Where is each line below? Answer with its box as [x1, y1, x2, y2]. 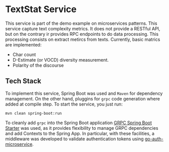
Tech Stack [5, 77, 41, 85]
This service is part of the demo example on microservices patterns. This [5, 20, 157, 26]
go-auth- [144, 135, 164, 142]
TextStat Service [5, 4, 77, 15]
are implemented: [5, 41, 42, 47]
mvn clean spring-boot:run [5, 111, 62, 116]
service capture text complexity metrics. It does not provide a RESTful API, [5, 25, 160, 31]
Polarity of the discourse [12, 62, 64, 68]
